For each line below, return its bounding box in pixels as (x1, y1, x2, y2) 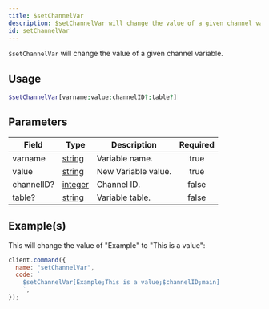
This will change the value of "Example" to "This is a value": (8, 240, 206, 250)
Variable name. (96, 152, 154, 164)
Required (179, 139, 215, 150)
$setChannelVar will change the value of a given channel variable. (8, 49, 224, 59)
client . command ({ (8, 256, 66, 264)
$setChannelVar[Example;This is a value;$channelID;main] (22, 279, 220, 287)
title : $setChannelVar (8, 11, 84, 20)
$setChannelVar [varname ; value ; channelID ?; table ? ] (8, 93, 178, 101)
